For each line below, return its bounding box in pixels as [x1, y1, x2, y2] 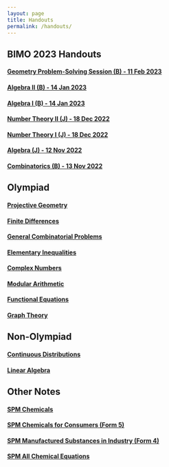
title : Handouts [7, 17, 54, 23]
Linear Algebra [7, 366, 50, 374]
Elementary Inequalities [7, 248, 77, 257]
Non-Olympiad [7, 331, 72, 343]
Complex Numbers [7, 264, 62, 272]
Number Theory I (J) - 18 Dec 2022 [7, 130, 109, 138]
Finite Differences [7, 217, 60, 225]
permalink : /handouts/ [7, 23, 72, 30]
